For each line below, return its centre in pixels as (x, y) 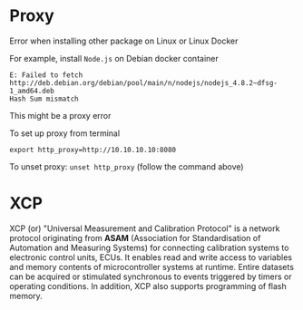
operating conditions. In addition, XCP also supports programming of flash (148, 286)
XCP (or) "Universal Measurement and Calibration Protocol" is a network (145, 228)
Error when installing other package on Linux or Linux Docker (124, 41)
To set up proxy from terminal (65, 133)
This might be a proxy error (60, 115)
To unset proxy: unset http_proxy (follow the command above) (127, 166)
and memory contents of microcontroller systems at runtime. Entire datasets (152, 266)
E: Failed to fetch (46, 75)
